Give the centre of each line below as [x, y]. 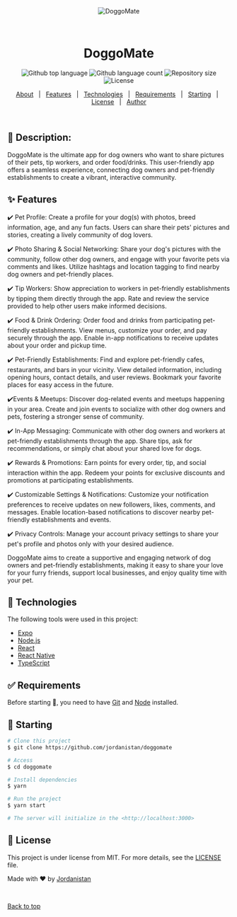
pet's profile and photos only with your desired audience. [91, 543]
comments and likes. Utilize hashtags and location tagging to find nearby [114, 266]
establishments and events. [71, 519]
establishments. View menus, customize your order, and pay [119, 330]
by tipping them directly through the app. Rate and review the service [108, 298]
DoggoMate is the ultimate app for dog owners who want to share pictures [116, 154]
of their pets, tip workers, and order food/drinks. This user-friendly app [111, 162]
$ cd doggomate [30, 767]
